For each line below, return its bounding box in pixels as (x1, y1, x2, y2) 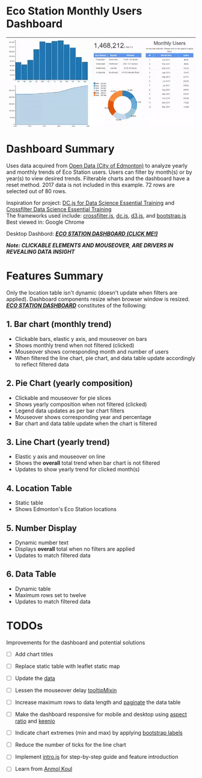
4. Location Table (6, 483, 72, 494)
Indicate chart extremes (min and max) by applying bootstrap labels (14, 729, 183, 737)
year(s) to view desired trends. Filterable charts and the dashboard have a (6, 175, 190, 182)
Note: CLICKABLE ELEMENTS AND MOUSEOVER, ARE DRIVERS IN (6, 242, 174, 249)
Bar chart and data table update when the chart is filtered (14, 420, 158, 427)
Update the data (14, 675, 55, 682)
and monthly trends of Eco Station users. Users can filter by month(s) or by (6, 168, 192, 176)
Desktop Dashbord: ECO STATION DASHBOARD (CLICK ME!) (6, 230, 158, 237)
